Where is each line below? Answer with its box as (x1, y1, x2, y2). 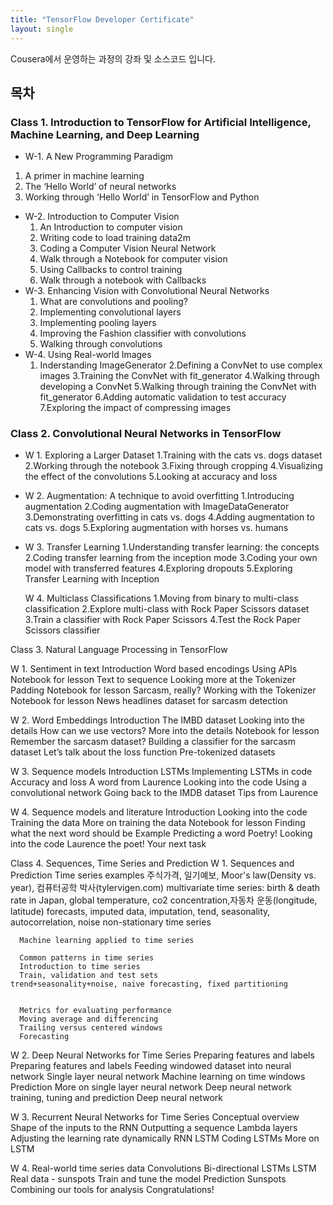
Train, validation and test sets (19, 971, 159, 981)
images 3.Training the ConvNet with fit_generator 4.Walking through (39, 370, 320, 382)
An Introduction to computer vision (39, 221, 183, 233)
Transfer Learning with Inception (24, 573, 160, 585)
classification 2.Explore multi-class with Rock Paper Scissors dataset (24, 603, 310, 615)
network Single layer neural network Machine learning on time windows (10, 1071, 306, 1083)
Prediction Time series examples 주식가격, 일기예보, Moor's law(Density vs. (10, 869, 317, 881)
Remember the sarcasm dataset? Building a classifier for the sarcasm (10, 736, 297, 748)
